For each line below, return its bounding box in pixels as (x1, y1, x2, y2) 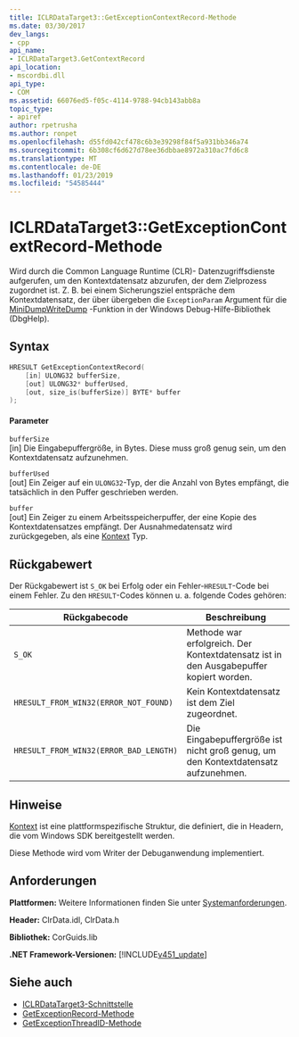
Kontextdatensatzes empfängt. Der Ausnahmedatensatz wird (9, 521, 233, 532)
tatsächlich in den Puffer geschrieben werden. (9, 487, 179, 498)
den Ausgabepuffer (186, 660, 268, 672)
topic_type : (9, 104, 53, 113)
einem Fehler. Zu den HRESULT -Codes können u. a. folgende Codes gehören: (9, 590, 287, 601)
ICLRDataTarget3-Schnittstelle (21, 999, 133, 1009)
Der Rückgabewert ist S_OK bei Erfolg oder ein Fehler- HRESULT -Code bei (9, 581, 270, 592)
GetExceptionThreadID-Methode (21, 1017, 142, 1028)
